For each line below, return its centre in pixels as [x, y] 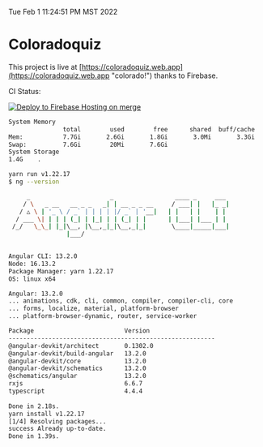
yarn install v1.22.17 [47, 414]
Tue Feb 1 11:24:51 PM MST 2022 [63, 12]
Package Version [79, 331]
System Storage [34, 152]
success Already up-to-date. [57, 429]
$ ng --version [34, 182]
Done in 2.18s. [34, 406]
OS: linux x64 [32, 279]
